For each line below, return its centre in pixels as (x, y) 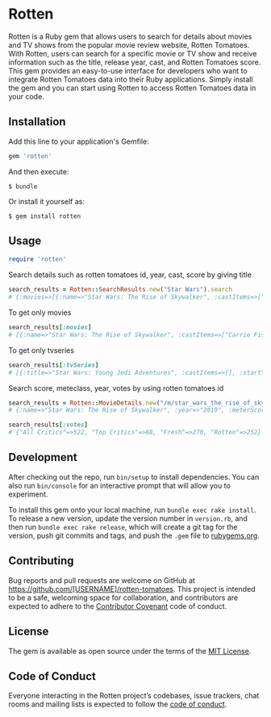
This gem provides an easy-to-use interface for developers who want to (128, 70)
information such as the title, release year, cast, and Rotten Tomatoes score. (135, 62)
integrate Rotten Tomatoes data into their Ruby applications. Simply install (131, 79)
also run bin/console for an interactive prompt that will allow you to (120, 485)
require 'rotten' (38, 259)
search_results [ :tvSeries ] (54, 365)
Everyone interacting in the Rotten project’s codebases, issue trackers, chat (134, 696)
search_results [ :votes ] (48, 425)
